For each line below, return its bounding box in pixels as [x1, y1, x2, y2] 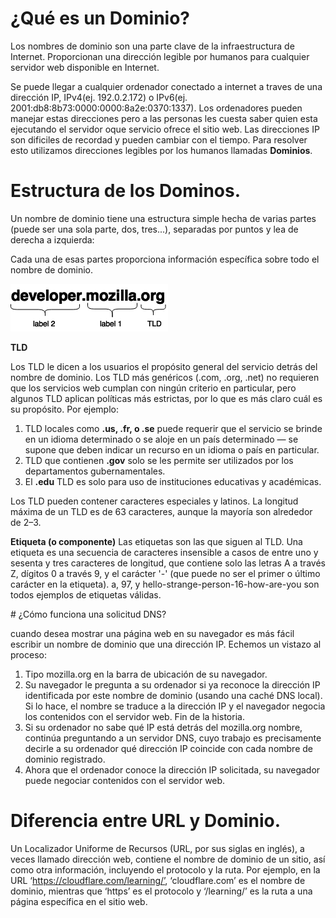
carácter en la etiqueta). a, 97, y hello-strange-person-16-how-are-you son [10, 578, 320, 590]
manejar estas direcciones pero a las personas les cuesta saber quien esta [10, 112, 318, 124]
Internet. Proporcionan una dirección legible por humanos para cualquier [10, 50, 310, 62]
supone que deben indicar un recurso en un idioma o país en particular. [24, 443, 320, 456]
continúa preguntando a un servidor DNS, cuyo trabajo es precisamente [24, 732, 322, 744]
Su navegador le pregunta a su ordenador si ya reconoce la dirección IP [24, 678, 321, 691]
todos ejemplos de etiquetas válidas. [10, 588, 162, 601]
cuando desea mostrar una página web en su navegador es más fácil [10, 627, 295, 639]
